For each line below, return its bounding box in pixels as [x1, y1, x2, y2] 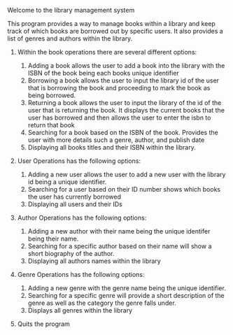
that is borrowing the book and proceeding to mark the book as [27, 84, 211, 92]
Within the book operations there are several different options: [17, 48, 197, 56]
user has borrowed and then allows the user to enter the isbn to [27, 113, 211, 122]
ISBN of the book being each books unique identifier [27, 69, 180, 77]
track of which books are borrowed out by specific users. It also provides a [7, 27, 224, 35]
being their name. [27, 234, 79, 243]
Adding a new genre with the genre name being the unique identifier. [27, 284, 226, 292]
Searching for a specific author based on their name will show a [27, 242, 212, 250]
